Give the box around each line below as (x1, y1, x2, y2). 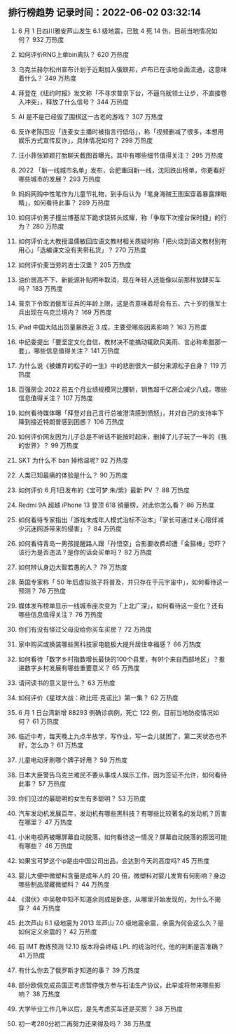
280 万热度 (32, 222, 64, 230)
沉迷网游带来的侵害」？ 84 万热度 (24, 524, 122, 533)
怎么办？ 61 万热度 (30, 740, 84, 749)
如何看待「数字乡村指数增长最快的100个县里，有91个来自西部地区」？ (18, 655, 219, 663)
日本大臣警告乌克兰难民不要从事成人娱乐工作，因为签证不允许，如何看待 (18, 770, 227, 779)
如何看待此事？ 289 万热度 (33, 198, 111, 207)
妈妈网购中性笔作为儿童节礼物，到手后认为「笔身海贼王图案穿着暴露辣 (18, 189, 221, 198)
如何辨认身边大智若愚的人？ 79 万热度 (18, 563, 128, 571)
